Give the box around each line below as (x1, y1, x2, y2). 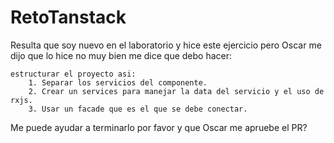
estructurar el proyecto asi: (10, 69, 137, 79)
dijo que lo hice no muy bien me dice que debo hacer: (10, 49, 233, 61)
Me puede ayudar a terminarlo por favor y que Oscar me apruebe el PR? (10, 121, 308, 133)
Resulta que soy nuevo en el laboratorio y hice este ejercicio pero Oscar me (10, 39, 322, 51)
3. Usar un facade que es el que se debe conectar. (28, 104, 248, 114)
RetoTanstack (10, 6, 127, 29)
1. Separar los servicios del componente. (28, 77, 208, 88)
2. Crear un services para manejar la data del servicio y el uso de (28, 86, 325, 96)
